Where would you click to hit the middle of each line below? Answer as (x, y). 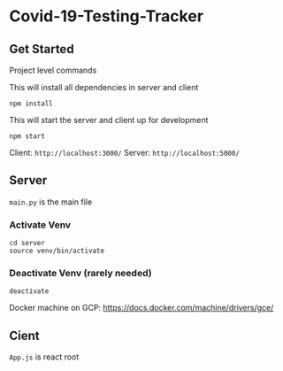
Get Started (42, 49)
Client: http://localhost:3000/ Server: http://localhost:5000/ (125, 153)
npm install (31, 104)
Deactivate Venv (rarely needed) (80, 274)
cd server (27, 243)
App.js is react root (44, 357)
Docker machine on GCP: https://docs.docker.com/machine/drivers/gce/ (141, 308)
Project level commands (53, 70)
